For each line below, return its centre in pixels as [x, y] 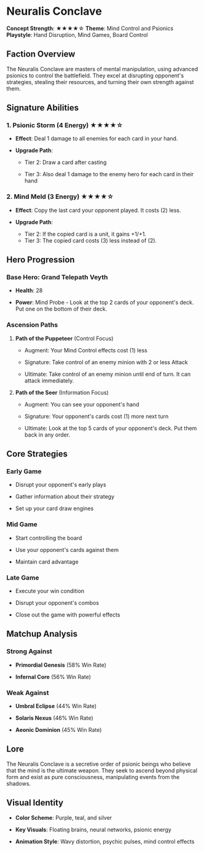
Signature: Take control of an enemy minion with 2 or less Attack [106, 362]
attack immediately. [49, 380]
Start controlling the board [49, 538]
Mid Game [22, 524]
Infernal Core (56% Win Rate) [53, 677]
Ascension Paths [32, 325]
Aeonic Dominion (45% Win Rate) [58, 729]
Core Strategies [37, 454]
